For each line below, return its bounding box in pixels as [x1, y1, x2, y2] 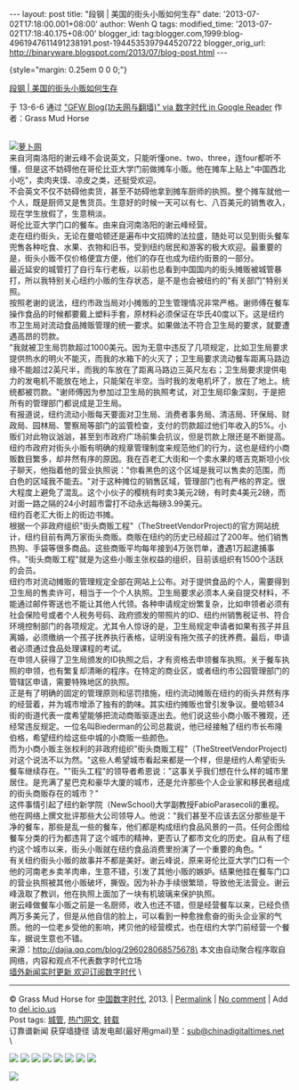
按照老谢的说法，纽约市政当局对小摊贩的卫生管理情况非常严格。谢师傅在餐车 [9, 298, 290, 308]
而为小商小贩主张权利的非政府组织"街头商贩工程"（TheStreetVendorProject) [9, 744, 287, 754]
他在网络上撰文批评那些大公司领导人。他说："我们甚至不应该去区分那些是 [9, 811, 279, 821]
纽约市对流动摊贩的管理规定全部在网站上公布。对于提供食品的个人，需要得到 [9, 576, 290, 587]
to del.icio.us [9, 1003, 56, 1014]
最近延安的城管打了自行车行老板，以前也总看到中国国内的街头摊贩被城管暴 [9, 264, 282, 275]
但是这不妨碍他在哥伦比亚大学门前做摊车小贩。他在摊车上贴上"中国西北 [24, 164, 287, 174]
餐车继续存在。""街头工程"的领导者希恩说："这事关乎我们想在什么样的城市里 [9, 766, 289, 776]
